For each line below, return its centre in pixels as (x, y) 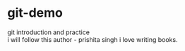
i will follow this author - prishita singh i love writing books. (92, 39)
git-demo (35, 13)
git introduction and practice (49, 32)
